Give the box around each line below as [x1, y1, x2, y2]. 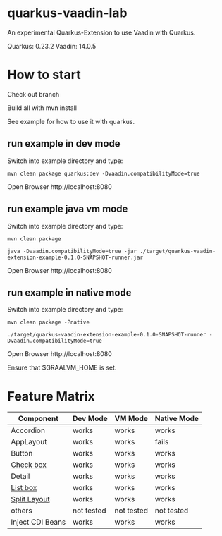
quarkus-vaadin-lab [7, 5, 128, 21]
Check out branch [7, 90, 60, 98]
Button [11, 449, 33, 458]
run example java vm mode [7, 203, 128, 215]
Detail [11, 471, 30, 481]
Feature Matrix [7, 388, 95, 404]
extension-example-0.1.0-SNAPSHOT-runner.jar [7, 254, 143, 261]
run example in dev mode [7, 138, 121, 150]
